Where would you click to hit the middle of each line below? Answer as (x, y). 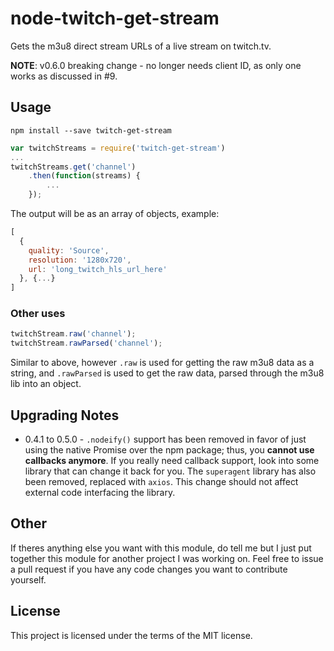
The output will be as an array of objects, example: (115, 213)
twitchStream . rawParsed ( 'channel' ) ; (86, 343)
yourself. (28, 579)
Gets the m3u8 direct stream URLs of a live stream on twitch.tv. (141, 46)
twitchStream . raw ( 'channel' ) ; (73, 334)
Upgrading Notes (65, 415)
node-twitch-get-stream (115, 18)
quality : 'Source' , (69, 250)
